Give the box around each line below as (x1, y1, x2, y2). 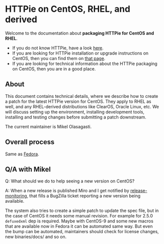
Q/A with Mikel (5, 165, 51, 173)
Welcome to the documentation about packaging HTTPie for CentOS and (5, 30, 154, 36)
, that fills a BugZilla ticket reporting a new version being (27, 193, 141, 199)
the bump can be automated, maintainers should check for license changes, (5, 229, 159, 235)
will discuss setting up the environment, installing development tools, (5, 109, 145, 115)
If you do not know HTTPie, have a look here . (12, 45, 104, 51)
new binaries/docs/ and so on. (5, 234, 67, 240)
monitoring (5, 193, 27, 199)
